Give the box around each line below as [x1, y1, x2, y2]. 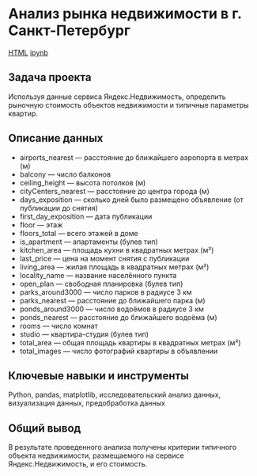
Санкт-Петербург [8, 21, 130, 40]
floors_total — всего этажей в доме [19, 228, 138, 238]
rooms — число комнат [19, 321, 98, 330]
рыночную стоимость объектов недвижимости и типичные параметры [8, 100, 249, 109]
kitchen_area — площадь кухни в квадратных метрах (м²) [19, 245, 214, 254]
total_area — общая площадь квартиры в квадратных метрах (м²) [19, 337, 241, 347]
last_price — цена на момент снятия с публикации [19, 253, 190, 263]
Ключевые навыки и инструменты [8, 369, 190, 383]
